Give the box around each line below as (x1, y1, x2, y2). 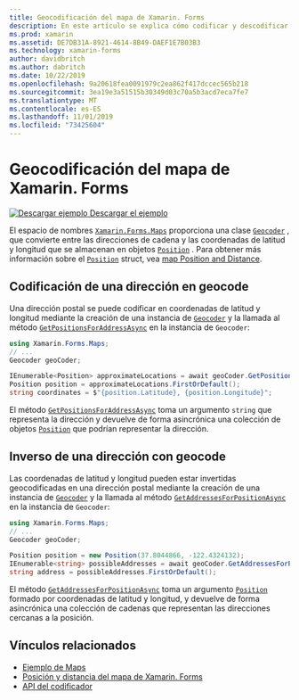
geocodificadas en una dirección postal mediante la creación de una (9, 482, 261, 493)
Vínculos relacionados (9, 638, 136, 654)
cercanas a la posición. (9, 613, 94, 623)
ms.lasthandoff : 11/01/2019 (9, 112, 114, 121)
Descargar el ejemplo (89, 207, 168, 218)
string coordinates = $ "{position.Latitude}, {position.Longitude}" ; (9, 389, 273, 398)
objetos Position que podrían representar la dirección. (9, 424, 209, 433)
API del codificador (21, 680, 93, 691)
